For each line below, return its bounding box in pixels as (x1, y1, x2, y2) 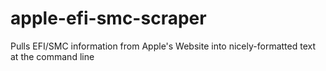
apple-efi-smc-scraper (10, 7, 207, 30)
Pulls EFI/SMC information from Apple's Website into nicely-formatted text (10, 40, 316, 52)
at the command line (10, 50, 95, 62)
